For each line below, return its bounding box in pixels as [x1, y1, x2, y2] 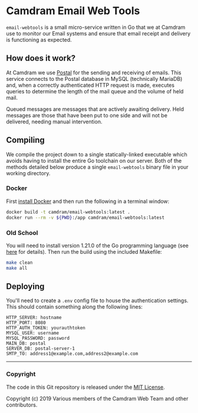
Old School [6, 228, 38, 237]
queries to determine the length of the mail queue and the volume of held [6, 87, 184, 95]
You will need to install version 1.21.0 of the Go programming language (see [6, 242, 189, 249]
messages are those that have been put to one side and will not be [6, 112, 168, 119]
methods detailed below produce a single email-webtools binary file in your [6, 163, 189, 171]
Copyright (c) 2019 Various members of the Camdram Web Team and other [6, 395, 189, 402]
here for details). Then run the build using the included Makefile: [6, 248, 162, 255]
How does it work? [6, 53, 76, 63]
